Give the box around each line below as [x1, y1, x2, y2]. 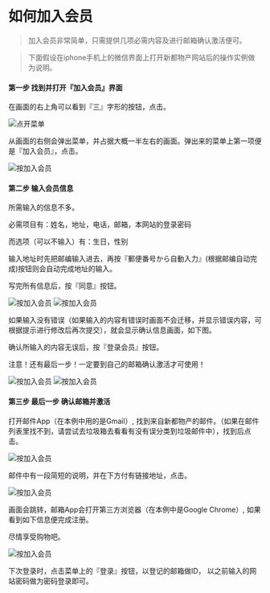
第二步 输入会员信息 [8, 183, 74, 193]
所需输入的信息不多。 [8, 203, 79, 212]
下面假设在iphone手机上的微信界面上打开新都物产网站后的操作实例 [27, 52, 248, 62]
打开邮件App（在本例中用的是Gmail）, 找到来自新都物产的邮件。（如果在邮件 [8, 416, 260, 426]
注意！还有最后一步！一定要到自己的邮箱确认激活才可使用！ [8, 360, 206, 369]
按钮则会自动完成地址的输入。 [18, 264, 117, 274]
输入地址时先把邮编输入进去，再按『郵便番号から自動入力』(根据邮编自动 [8, 254, 251, 264]
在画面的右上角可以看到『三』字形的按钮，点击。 [8, 102, 170, 112]
